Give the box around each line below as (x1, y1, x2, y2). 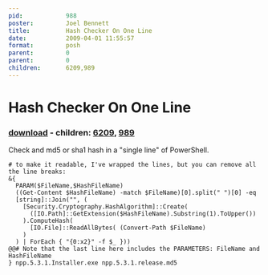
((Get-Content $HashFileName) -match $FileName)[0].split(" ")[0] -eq (15, 189, 257, 197)
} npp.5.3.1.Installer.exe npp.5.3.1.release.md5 (8, 259, 178, 267)
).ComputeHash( (22, 217, 74, 225)
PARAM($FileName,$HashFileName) (15, 182, 124, 190)
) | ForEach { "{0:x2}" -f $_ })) (15, 238, 131, 246)
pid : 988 (8, 11, 78, 20)
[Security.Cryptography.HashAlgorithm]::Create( (22, 203, 189, 211)
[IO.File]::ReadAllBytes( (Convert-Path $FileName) (29, 224, 206, 233)
